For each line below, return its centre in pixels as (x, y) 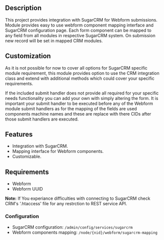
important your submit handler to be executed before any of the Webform (79, 103)
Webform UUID (27, 189)
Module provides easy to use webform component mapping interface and (79, 25)
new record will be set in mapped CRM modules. (54, 41)
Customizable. (27, 157)
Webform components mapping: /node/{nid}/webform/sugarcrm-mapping (85, 232)
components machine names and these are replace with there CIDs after (78, 114)
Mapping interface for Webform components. (58, 151)
